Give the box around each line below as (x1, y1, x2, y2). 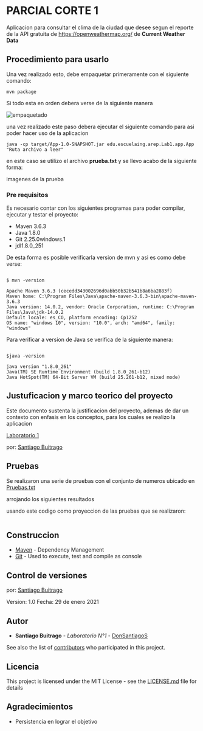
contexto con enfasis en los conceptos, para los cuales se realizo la (6, 413, 176, 420)
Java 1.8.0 (15, 229, 41, 237)
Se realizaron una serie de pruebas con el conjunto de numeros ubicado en (6, 477, 195, 484)
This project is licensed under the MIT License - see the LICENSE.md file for (6, 677, 197, 685)
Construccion (6, 530, 60, 541)
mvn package (6, 89, 36, 95)
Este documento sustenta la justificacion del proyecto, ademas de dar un (6, 407, 189, 414)
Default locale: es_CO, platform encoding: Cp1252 (6, 314, 137, 321)
